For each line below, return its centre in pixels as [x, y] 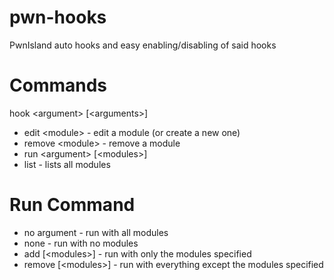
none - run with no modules [81, 243]
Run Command [72, 205]
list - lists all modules [67, 164]
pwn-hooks [58, 17]
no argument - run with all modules [96, 232]
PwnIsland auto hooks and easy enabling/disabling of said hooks [143, 45]
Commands [58, 85]
